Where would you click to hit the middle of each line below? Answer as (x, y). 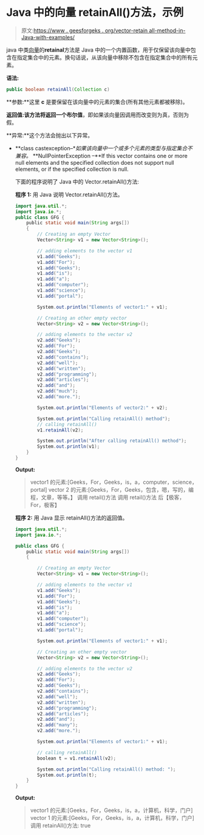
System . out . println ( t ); (67, 775)
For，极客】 (45, 504)
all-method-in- (167, 30)
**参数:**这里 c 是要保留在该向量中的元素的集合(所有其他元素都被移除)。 (97, 101)
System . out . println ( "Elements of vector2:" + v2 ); (103, 408)
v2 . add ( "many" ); (58, 725)
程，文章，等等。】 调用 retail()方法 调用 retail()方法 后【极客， (107, 497)
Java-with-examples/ (48, 37)
